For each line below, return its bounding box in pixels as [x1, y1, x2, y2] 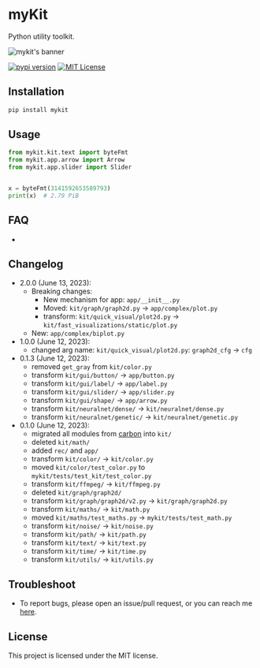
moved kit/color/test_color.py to [31, 463, 146, 472]
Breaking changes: [31, 286, 93, 297]
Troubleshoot [8, 577, 76, 591]
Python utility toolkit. [8, 32, 75, 41]
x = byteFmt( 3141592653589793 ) [8, 185, 111, 192]
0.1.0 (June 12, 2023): [19, 420, 90, 431]
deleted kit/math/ [31, 438, 91, 447]
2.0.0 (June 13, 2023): [19, 278, 92, 288]
